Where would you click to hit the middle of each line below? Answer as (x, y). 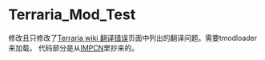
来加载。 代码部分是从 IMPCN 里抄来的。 (74, 48)
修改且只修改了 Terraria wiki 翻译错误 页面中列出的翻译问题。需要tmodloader (133, 38)
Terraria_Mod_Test (72, 15)
